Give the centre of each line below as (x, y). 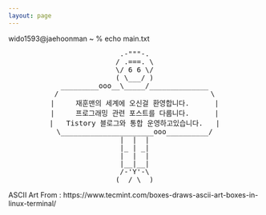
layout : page (30, 16)
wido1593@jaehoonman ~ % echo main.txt (79, 38)
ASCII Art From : (35, 195)
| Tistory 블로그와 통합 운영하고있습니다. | (135, 123)
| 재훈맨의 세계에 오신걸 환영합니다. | (135, 103)
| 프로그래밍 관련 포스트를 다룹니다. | (135, 113)
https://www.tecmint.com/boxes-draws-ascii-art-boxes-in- (161, 195)
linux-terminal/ (32, 203)
